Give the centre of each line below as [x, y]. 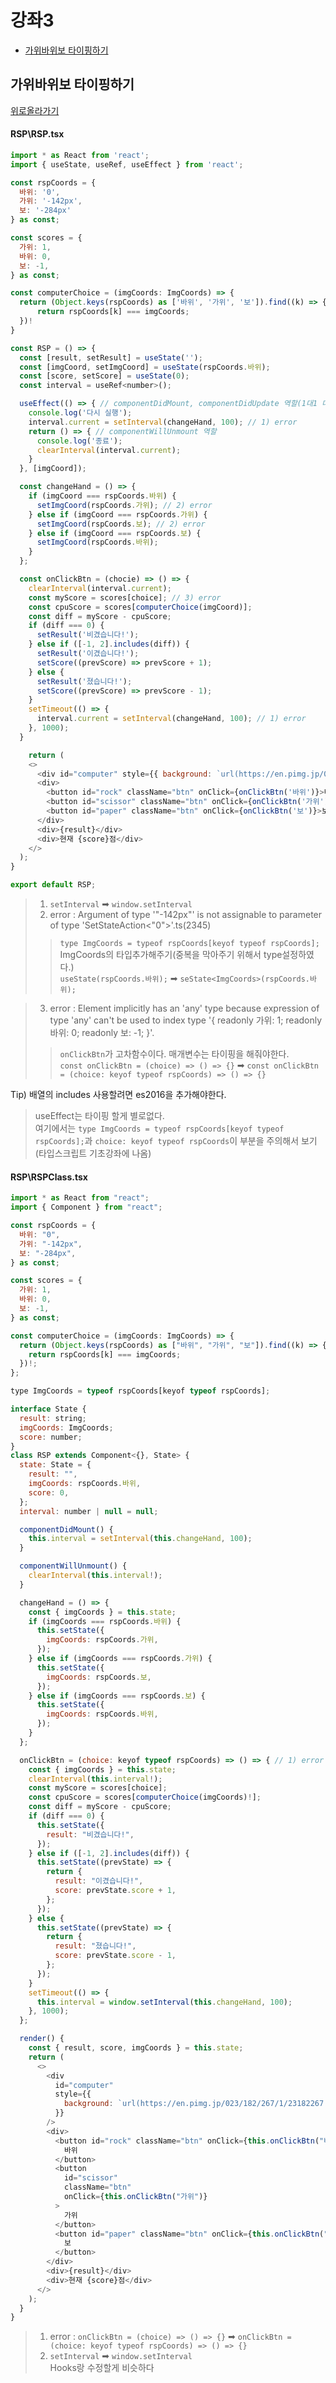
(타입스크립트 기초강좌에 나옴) [93, 1153]
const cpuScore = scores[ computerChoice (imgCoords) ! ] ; [145, 1797]
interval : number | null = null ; [89, 1511]
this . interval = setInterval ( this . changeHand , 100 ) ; [140, 1539]
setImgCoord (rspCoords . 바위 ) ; [97, 542]
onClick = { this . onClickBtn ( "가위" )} [135, 2197]
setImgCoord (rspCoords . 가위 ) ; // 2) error [124, 505]
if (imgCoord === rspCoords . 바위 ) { [102, 496]
